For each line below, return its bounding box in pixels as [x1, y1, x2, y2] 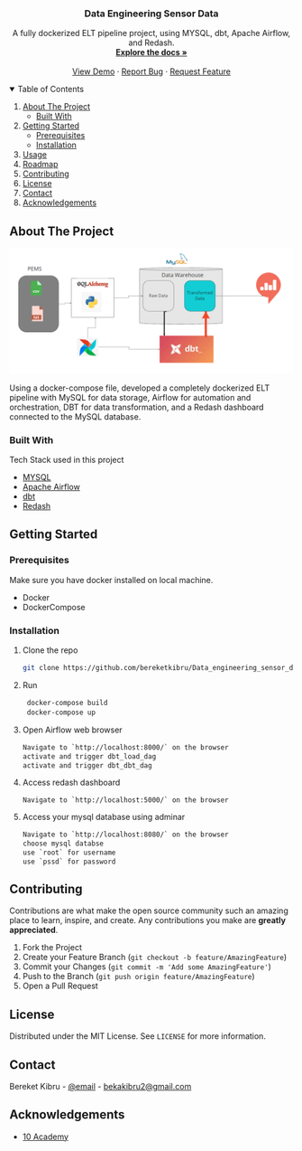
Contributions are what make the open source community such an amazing [9, 905, 288, 916]
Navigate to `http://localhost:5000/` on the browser [22, 795, 229, 805]
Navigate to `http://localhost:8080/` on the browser [22, 830, 229, 839]
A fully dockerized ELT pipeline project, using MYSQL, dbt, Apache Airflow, [12, 28, 291, 39]
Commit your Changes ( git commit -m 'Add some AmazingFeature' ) [22, 961, 272, 972]
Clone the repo [22, 645, 78, 656]
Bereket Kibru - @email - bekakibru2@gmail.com [9, 1080, 192, 1091]
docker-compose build [26, 698, 108, 707]
